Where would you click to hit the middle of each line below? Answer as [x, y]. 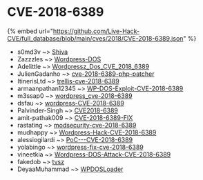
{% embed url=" [30, 31]
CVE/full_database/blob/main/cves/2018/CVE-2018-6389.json [95, 38]
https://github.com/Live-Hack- [96, 31]
